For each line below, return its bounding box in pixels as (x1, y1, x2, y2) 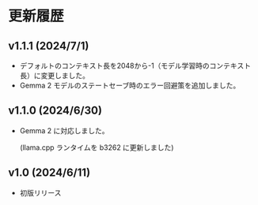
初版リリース (19, 188, 62, 197)
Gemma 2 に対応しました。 (19, 125, 109, 135)
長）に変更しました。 (19, 71, 89, 80)
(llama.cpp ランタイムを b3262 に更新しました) (19, 143, 174, 152)
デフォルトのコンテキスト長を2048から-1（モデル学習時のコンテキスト (19, 61, 252, 70)
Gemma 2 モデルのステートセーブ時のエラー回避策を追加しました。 (19, 80, 241, 90)
